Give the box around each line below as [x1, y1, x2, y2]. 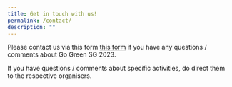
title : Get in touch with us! [7, 10, 98, 18]
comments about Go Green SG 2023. [7, 50, 116, 59]
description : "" [7, 23, 56, 30]
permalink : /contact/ [7, 17, 72, 24]
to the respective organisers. [7, 71, 92, 80]
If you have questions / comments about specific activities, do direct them [7, 64, 226, 73]
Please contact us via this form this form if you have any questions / [7, 43, 207, 52]
